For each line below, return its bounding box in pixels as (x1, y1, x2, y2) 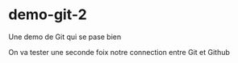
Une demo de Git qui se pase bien (8, 32, 122, 41)
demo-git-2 (8, 6, 87, 24)
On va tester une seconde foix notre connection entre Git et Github (8, 47, 230, 57)
